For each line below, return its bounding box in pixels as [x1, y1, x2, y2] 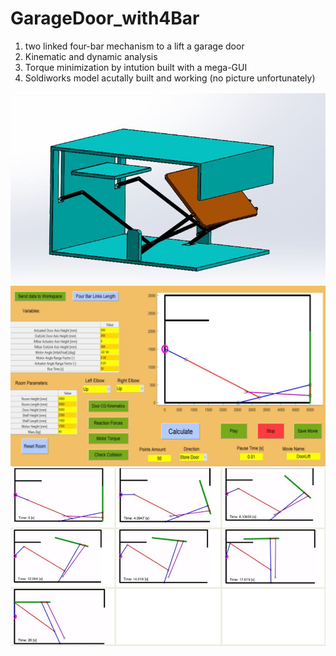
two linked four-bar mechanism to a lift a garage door [24, 40, 245, 52]
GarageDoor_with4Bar [10, 7, 200, 30]
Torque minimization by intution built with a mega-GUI [24, 61, 248, 73]
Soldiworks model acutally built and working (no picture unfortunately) [24, 72, 316, 84]
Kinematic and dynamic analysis [24, 50, 158, 62]
